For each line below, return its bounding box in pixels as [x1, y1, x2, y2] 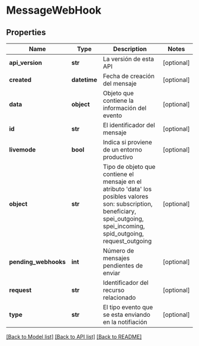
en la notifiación [102, 318, 147, 326]
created [9, 76, 31, 84]
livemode [9, 146, 36, 153]
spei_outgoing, [102, 215, 144, 223]
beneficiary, [102, 207, 136, 215]
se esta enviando [102, 310, 151, 319]
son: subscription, [102, 200, 153, 208]
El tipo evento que [102, 303, 153, 311]
